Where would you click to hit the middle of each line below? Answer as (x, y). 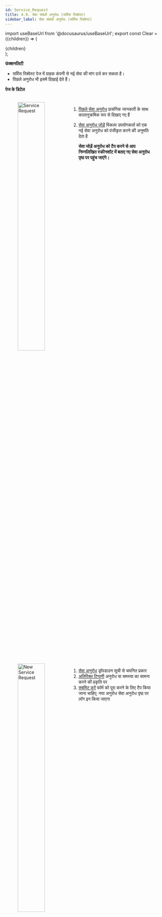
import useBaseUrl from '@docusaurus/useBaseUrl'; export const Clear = (81, 34)
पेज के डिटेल (15, 90)
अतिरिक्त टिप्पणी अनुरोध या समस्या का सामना (114, 677)
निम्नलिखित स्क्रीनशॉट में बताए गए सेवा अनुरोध (114, 152)
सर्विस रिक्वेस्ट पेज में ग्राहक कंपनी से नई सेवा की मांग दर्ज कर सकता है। (68, 74)
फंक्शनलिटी (14, 64)
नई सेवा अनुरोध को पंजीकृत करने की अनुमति (114, 131)
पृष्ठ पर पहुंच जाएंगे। (94, 158)
